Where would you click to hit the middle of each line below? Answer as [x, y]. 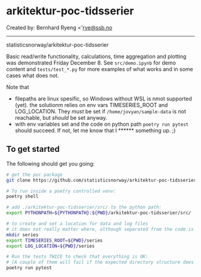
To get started [33, 149]
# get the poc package [34, 175]
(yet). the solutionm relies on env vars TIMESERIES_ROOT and [91, 105]
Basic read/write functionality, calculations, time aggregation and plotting [96, 56]
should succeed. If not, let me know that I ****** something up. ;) [95, 130]
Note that [18, 87]
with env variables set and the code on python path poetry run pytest [102, 124]
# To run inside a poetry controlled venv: [61, 191]
